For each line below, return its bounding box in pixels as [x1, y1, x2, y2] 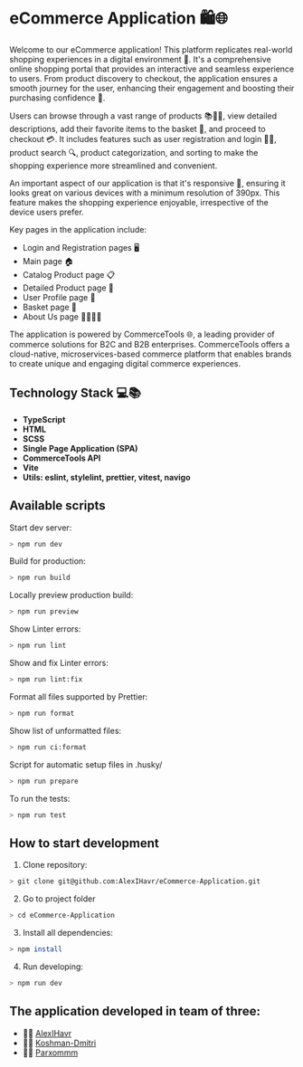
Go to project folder [22, 893, 96, 904]
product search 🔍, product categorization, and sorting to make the [9, 147, 259, 157]
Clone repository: [22, 860, 88, 871]
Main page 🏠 [22, 255, 74, 266]
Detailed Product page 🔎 [22, 282, 115, 293]
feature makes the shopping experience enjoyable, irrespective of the [9, 196, 269, 207]
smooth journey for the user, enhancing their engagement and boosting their [9, 82, 295, 93]
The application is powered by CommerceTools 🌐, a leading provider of [9, 329, 276, 339]
